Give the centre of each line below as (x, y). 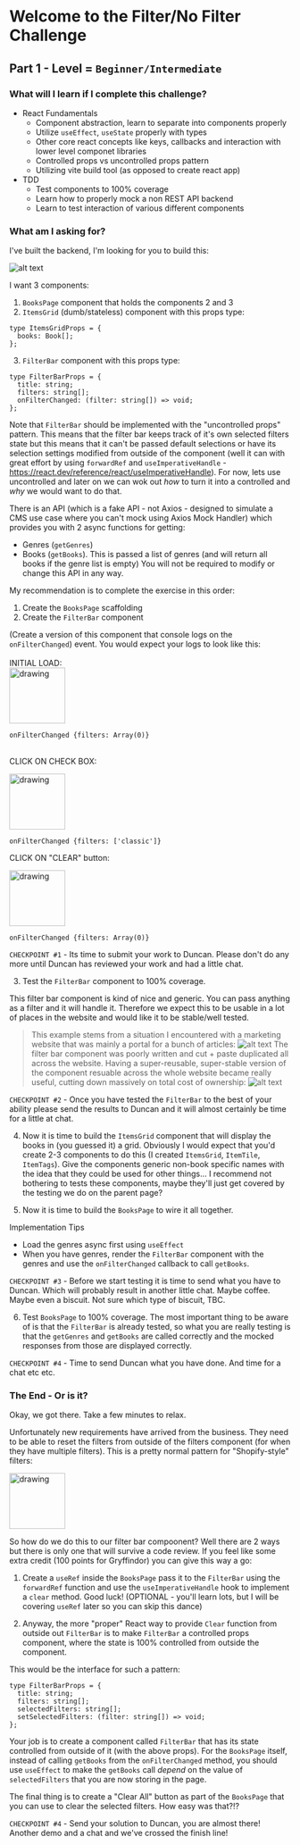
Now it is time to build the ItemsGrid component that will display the (146, 1136)
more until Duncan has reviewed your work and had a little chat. (126, 964)
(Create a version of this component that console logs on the (121, 635)
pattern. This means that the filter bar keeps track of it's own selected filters (149, 434)
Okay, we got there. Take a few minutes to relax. (98, 1415)
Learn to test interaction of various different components (140, 208)
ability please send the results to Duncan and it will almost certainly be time (148, 1109)
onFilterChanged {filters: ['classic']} (86, 841)
